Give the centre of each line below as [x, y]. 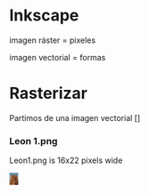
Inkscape [44, 16]
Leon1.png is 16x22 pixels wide [66, 160]
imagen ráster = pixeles [53, 40]
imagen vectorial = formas [58, 57]
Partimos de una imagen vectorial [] [75, 117]
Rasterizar [48, 93]
